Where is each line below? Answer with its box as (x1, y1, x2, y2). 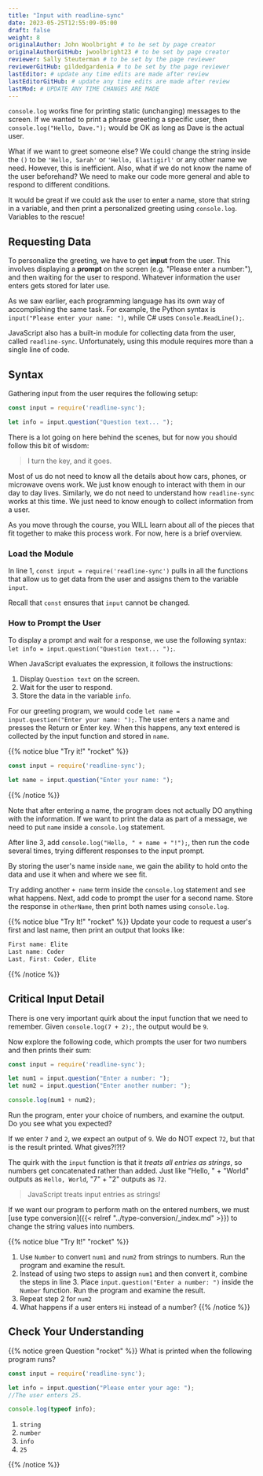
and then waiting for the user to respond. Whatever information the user (8, 273, 241, 282)
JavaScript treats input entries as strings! (27, 1190, 161, 1200)
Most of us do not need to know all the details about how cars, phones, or (8, 471, 247, 480)
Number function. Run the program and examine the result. (19, 1285, 206, 1296)
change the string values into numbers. (8, 1222, 135, 1231)
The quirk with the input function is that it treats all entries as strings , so (8, 1158, 243, 1167)
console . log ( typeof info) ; (8, 1405, 97, 1414)
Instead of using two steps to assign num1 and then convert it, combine (19, 1269, 248, 1278)
